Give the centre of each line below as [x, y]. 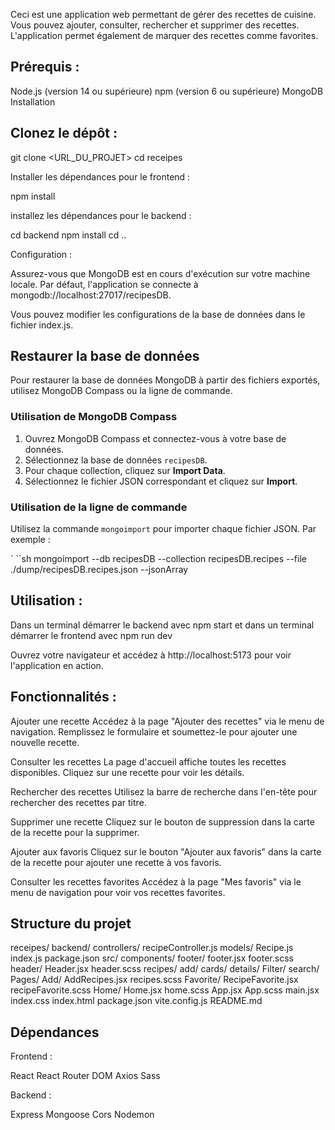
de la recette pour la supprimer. [75, 832]
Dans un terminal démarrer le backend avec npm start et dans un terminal [162, 625]
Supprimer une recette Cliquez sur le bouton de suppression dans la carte [162, 821]
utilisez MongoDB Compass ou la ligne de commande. [121, 391]
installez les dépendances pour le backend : [101, 215]
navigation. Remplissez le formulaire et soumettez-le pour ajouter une [154, 731]
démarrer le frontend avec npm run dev [91, 635]
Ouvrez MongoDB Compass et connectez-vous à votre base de [155, 438]
